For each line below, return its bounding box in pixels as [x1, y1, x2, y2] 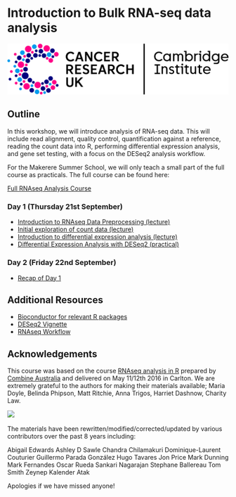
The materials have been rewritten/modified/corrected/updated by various [7, 425, 223, 433]
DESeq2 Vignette [17, 320, 67, 328]
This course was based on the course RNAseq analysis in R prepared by [7, 367, 216, 375]
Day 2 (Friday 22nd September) [7, 258, 117, 268]
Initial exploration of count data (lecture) [17, 225, 134, 233]
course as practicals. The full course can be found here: [7, 170, 170, 179]
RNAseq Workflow [17, 328, 71, 336]
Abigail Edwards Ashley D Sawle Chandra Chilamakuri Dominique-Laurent [7, 446, 221, 454]
